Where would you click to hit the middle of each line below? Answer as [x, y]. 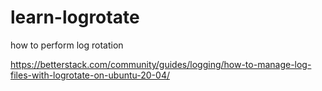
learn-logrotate [75, 17]
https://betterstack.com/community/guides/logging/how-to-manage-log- [161, 64]
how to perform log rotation [67, 45]
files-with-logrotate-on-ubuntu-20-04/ [90, 75]
